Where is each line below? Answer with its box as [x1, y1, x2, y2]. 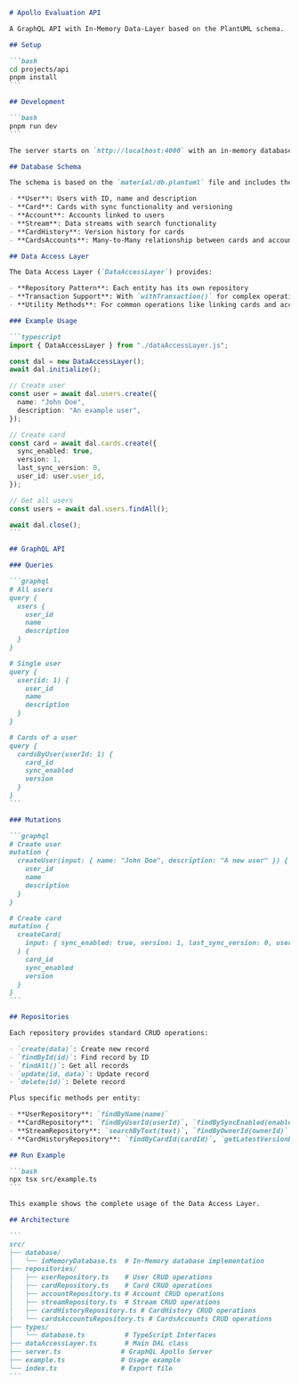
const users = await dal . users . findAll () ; [9, 504, 169, 514]
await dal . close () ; [9, 521, 82, 530]
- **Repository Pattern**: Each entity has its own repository [9, 284, 249, 293]
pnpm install [9, 73, 58, 82]
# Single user [9, 659, 62, 668]
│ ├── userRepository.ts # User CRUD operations [9, 1273, 214, 1282]
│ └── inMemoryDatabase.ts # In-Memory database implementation [9, 1256, 265, 1266]
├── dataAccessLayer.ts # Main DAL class [9, 1339, 190, 1348]
